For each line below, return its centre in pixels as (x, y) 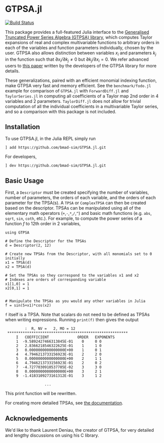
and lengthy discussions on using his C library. (52, 435)
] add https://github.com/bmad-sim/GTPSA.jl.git (56, 148)
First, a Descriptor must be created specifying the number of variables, (77, 192)
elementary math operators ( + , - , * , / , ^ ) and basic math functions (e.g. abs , (78, 213)
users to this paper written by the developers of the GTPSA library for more (81, 66)
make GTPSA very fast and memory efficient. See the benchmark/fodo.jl (78, 85)
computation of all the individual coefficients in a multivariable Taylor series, (82, 106)
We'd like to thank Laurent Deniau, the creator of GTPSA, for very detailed (80, 430)
